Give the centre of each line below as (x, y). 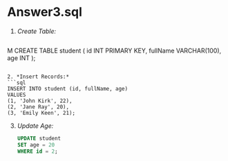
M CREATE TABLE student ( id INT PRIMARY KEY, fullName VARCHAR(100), (114, 50)
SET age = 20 (36, 145)
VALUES (17, 95)
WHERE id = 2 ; (37, 151)
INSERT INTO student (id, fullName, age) (68, 88)
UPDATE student (39, 138)
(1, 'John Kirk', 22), (40, 101)
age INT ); (21, 58)
